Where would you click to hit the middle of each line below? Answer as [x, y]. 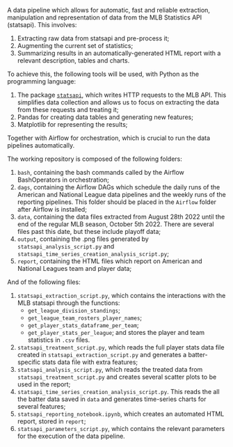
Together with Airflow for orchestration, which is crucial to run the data [109, 138]
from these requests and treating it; [68, 110]
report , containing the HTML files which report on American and [110, 261]
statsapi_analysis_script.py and [66, 246]
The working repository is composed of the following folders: [95, 159]
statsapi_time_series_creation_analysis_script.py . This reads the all [119, 392]
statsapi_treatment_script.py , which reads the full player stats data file [121, 347]
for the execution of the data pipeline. [71, 436]
